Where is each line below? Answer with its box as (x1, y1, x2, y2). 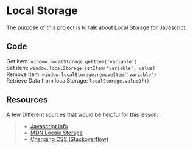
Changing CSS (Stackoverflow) (30, 135, 108, 143)
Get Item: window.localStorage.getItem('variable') (6, 57, 138, 64)
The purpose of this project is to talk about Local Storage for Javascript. (6, 24, 188, 31)
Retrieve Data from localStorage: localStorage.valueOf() (6, 77, 150, 84)
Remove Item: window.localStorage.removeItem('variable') (6, 71, 157, 78)
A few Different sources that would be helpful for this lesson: (6, 111, 159, 118)
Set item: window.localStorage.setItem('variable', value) (6, 64, 156, 71)
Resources (6, 95, 48, 105)
